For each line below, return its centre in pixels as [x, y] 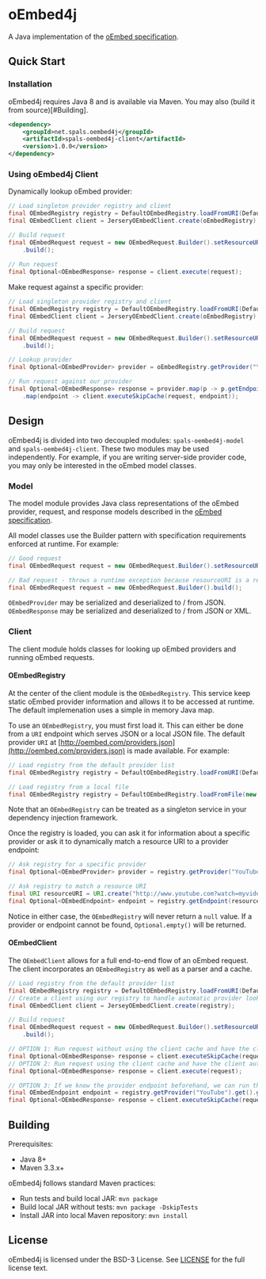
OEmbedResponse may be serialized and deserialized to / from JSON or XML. [130, 611]
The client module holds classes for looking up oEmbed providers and [122, 649]
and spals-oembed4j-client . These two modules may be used [109, 448]
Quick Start [37, 61]
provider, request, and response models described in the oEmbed [115, 511]
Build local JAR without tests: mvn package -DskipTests [109, 1207]
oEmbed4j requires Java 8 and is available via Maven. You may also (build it [132, 102]
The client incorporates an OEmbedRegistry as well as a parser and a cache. [130, 969]
